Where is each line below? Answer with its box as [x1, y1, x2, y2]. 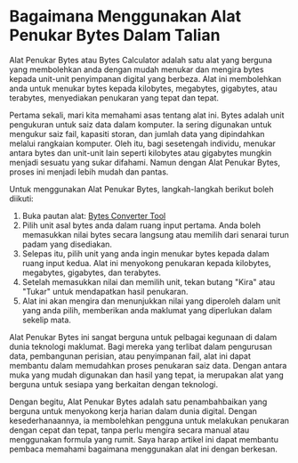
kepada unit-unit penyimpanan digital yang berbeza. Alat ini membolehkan [9, 73, 282, 84]
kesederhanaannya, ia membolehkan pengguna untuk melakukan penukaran [9, 415, 290, 426]
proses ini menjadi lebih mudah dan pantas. [9, 167, 169, 177]
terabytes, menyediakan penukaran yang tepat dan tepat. [9, 92, 220, 103]
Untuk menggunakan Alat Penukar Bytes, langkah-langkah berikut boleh [9, 183, 274, 194]
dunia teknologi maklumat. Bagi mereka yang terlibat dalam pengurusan [9, 341, 273, 352]
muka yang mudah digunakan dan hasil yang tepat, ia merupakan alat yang [9, 370, 285, 380]
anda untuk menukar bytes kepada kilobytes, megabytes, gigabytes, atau [9, 83, 278, 93]
